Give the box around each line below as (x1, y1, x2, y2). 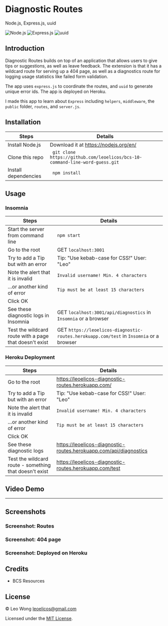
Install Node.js (7, 141, 41, 148)
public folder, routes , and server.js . (5, 103, 81, 109)
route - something (7, 461, 51, 468)
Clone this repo (7, 153, 44, 160)
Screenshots (5, 507, 46, 516)
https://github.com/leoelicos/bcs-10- (49, 154, 142, 160)
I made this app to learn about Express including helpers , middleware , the (5, 98, 155, 104)
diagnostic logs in (7, 312, 49, 319)
